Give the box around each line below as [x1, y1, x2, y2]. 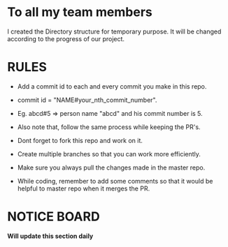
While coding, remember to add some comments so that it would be [17, 177, 213, 185]
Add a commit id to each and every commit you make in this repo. [17, 82, 207, 91]
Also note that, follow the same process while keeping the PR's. [17, 123, 201, 131]
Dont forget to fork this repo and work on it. [17, 136, 143, 144]
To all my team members [7, 4, 152, 20]
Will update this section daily [7, 232, 94, 240]
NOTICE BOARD [7, 209, 100, 225]
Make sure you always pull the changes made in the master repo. [17, 163, 206, 172]
